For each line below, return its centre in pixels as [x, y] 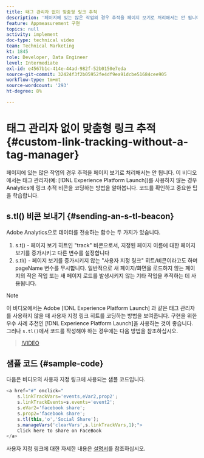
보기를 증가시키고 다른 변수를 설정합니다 [62, 253]
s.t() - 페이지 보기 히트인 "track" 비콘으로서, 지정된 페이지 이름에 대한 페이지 [105, 245]
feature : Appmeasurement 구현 [43, 23]
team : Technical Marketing [40, 46]
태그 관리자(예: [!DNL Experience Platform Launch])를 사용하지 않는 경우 [110, 180]
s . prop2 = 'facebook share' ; [51, 414]
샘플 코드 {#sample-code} [55, 364]
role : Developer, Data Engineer [47, 57]
